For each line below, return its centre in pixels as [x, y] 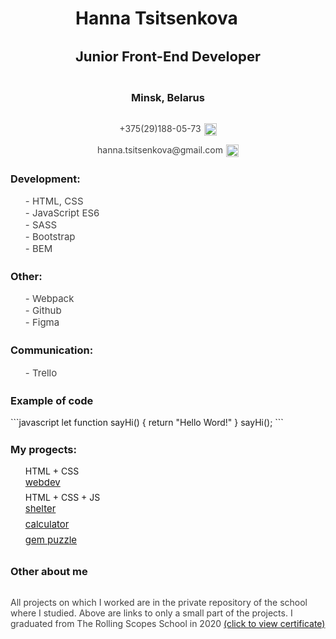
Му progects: [43, 450]
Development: [45, 179]
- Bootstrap [50, 236]
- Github [43, 310]
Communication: [52, 350]
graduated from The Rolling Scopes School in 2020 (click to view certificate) [168, 623]
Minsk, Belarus [168, 98]
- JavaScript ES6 [62, 212]
